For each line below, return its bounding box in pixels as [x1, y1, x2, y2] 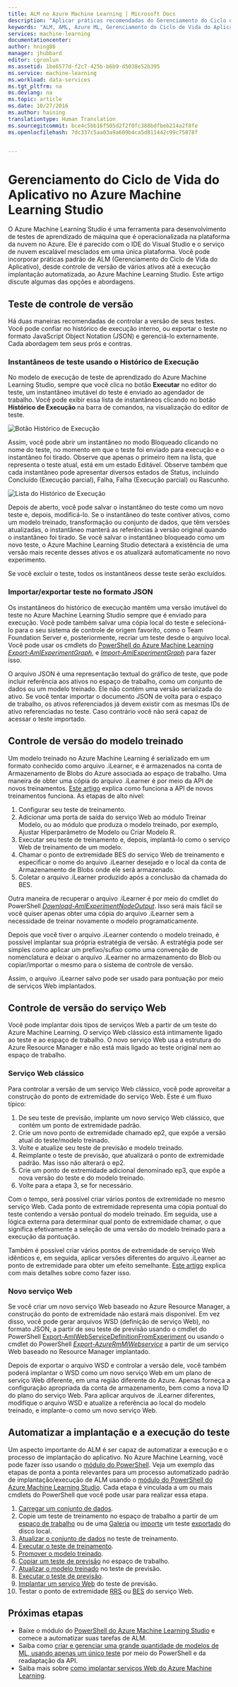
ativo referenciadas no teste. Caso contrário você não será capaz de [8, 707, 208, 715]
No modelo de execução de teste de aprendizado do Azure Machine [8, 373, 207, 382]
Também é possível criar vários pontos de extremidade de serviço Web [8, 1246, 215, 1254]
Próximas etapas [8, 1607, 83, 1620]
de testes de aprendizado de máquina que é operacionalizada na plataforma [8, 233, 230, 241]
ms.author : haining [8, 109, 66, 116]
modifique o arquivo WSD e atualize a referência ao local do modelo [8, 1398, 206, 1407]
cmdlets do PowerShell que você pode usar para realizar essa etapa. [8, 1490, 208, 1499]
